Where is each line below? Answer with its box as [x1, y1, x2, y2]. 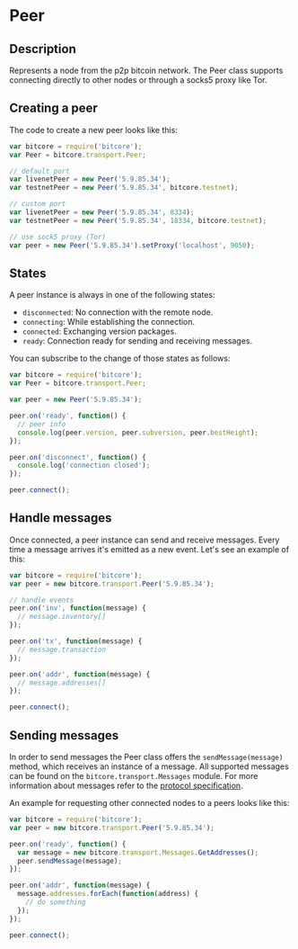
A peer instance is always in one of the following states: [9, 290, 215, 300]
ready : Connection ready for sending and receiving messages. [22, 336, 253, 346]
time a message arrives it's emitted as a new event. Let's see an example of [9, 543, 290, 554]
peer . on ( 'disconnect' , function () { [9, 452, 146, 461]
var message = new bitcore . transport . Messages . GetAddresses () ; [17, 847, 259, 857]
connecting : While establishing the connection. [22, 317, 196, 327]
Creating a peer [9, 101, 99, 116]
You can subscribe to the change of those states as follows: [9, 353, 231, 364]
